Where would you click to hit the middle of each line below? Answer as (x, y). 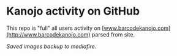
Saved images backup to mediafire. (51, 46)
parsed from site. (113, 34)
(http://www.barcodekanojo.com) (48, 34)
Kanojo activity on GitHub (73, 11)
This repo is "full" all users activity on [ (55, 28)
